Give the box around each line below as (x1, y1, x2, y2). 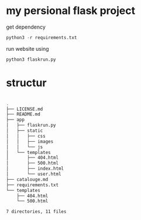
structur (6, 76, 47, 89)
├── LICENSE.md (6, 106, 43, 112)
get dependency (6, 23, 46, 30)
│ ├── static (6, 128, 43, 134)
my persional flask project (6, 4, 136, 18)
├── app (6, 117, 25, 123)
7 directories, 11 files (6, 209, 67, 215)
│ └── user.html (6, 171, 61, 177)
